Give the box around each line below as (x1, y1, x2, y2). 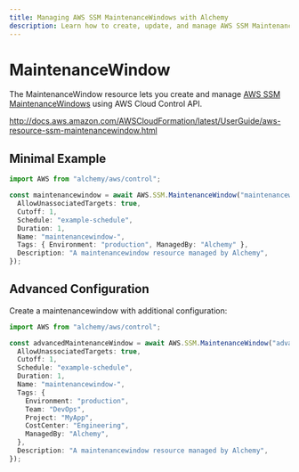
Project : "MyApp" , (25, 413, 93, 422)
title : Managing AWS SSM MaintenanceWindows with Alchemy (9, 12, 229, 22)
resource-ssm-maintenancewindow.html (9, 126, 158, 136)
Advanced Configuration (9, 281, 149, 297)
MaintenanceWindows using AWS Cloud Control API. (9, 99, 203, 110)
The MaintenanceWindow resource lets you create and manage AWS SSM (9, 89, 281, 100)
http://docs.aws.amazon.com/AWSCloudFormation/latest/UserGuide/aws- (9, 116, 281, 126)
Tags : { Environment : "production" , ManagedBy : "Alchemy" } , (17, 240, 249, 249)
